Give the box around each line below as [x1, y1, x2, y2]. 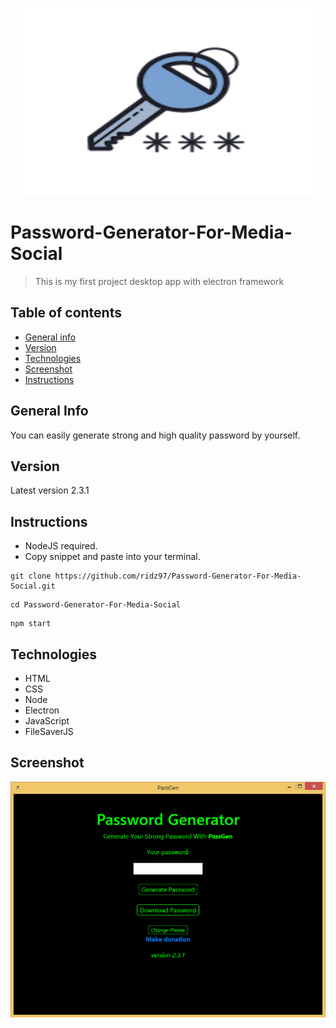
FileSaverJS [24, 726, 74, 737]
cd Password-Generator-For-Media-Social [10, 600, 182, 610]
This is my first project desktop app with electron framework [34, 275, 285, 287]
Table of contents [10, 304, 122, 322]
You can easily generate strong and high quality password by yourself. [10, 429, 301, 441]
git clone [10, 571, 52, 582]
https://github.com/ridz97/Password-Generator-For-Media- [54, 571, 302, 582]
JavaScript [24, 715, 70, 727]
